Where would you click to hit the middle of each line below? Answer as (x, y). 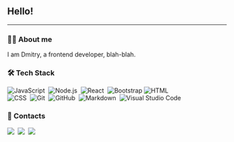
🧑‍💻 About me (30, 39)
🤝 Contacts (26, 116)
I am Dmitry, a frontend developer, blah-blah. (71, 54)
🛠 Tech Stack (31, 73)
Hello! (20, 11)
